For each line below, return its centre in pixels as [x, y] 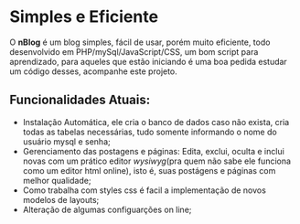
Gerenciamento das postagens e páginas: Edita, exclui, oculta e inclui [154, 151]
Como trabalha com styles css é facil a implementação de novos [145, 190]
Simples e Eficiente [84, 17]
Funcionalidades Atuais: [80, 100]
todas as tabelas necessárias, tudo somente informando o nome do [150, 132]
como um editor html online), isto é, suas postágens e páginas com [149, 170]
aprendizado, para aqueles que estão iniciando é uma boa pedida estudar [149, 61]
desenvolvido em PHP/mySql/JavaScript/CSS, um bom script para [134, 51]
